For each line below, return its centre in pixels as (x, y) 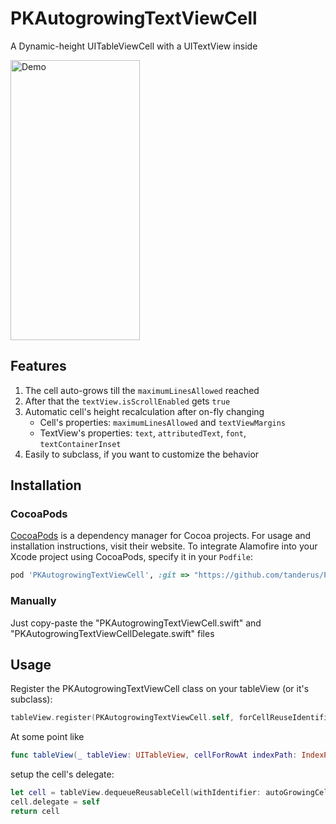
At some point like (47, 737)
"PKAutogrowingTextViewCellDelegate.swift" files (112, 633)
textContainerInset (80, 444)
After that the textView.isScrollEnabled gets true (127, 401)
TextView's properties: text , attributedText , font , (143, 433)
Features (38, 366)
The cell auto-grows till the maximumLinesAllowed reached (142, 390)
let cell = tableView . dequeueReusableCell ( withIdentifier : (136, 793)
